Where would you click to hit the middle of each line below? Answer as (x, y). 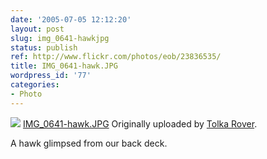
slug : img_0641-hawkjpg (60, 38)
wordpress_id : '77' (51, 76)
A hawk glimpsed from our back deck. (89, 143)
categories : (35, 85)
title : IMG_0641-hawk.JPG (64, 66)
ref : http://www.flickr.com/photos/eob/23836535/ (116, 57)
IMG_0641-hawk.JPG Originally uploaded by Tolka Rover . (140, 123)
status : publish (44, 47)
